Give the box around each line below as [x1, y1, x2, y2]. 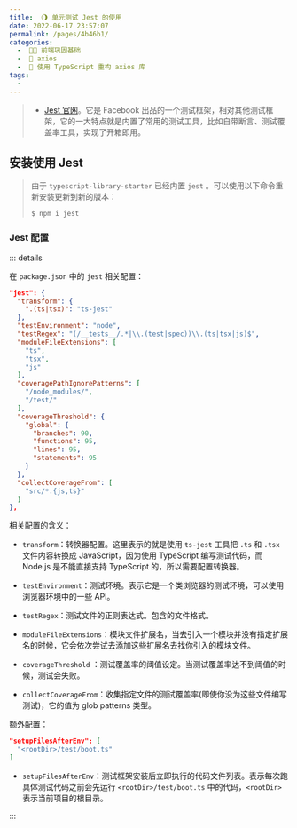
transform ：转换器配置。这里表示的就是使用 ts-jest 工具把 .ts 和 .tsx [21, 539, 281, 550]
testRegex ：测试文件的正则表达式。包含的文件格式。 [21, 610, 215, 621]
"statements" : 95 [32, 454, 98, 463]
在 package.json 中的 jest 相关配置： [9, 270, 145, 281]
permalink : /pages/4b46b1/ [9, 29, 109, 38]
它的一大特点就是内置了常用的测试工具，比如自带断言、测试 [59, 115, 277, 126]
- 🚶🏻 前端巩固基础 [17, 46, 82, 55]
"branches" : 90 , [32, 428, 93, 438]
